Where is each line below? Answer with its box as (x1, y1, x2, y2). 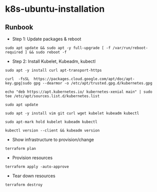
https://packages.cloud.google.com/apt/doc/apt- (33, 77, 135, 82)
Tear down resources (12, 173, 55, 179)
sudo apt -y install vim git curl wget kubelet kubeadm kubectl (5, 111, 139, 116)
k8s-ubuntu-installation (5, 3, 105, 15)
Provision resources (12, 155, 53, 161)
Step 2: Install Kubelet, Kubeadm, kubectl (12, 58, 96, 64)
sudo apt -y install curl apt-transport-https (5, 68, 102, 73)
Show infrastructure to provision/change (12, 137, 94, 142)
